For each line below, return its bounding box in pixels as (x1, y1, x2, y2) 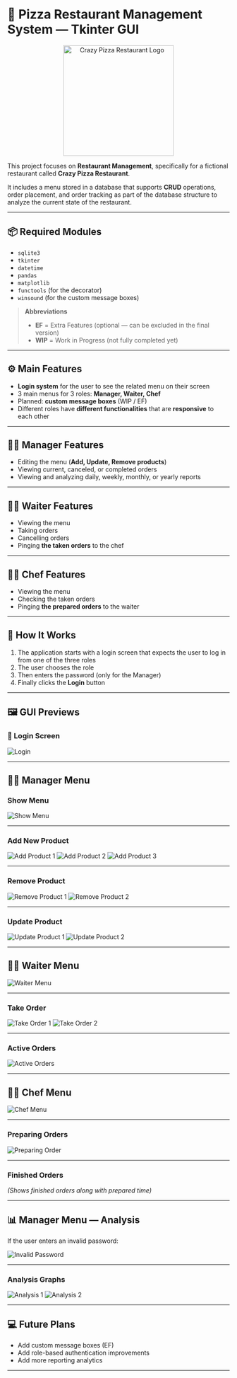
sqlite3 (17, 249, 40, 257)
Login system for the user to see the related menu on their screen (17, 381, 210, 390)
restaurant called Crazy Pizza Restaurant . (7, 169, 130, 178)
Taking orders (17, 527, 59, 535)
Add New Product (7, 836, 69, 846)
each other (17, 412, 49, 420)
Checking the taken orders (17, 595, 95, 603)
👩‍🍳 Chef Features (7, 568, 86, 580)
